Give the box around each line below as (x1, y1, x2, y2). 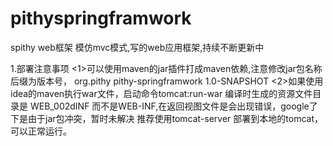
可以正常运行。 (10, 125, 72, 137)
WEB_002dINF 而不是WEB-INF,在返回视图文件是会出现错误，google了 (29, 100, 318, 112)
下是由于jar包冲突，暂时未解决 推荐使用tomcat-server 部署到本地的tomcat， (10, 112, 323, 124)
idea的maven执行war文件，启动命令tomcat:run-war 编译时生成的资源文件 (10, 87, 313, 99)
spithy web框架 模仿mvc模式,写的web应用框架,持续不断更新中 (10, 41, 265, 53)
